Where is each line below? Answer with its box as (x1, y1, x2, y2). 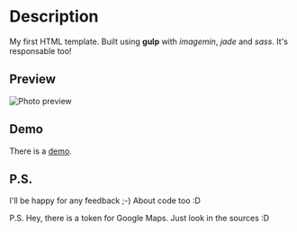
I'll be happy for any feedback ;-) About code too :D (9, 195, 201, 206)
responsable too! (9, 45, 72, 56)
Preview (9, 72, 57, 87)
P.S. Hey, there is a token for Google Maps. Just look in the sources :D (9, 213, 270, 224)
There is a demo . (9, 146, 72, 156)
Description (9, 6, 99, 27)
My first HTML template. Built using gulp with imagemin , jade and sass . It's (9, 36, 288, 47)
